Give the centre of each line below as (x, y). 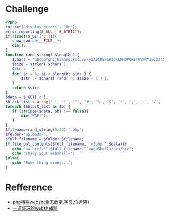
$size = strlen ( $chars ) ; (40, 64)
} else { (12, 158)
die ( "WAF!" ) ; (35, 116)
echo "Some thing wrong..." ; (42, 163)
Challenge (27, 9)
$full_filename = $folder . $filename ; (45, 139)
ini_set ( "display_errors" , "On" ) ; (41, 27)
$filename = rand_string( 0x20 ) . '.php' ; (45, 130)
